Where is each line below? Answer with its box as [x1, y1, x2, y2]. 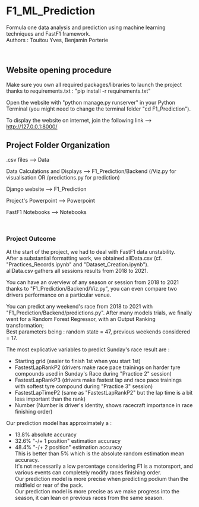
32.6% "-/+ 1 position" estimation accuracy [14, 437, 121, 444]
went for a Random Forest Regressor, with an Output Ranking [6, 315, 156, 322]
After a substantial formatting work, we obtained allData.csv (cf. [6, 254, 162, 262]
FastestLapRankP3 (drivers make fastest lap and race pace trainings [14, 376, 182, 383]
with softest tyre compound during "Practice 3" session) [14, 382, 153, 390]
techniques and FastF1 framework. [6, 30, 91, 37]
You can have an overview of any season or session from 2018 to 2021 [6, 278, 179, 286]
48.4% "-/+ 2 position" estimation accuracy [14, 443, 122, 451]
